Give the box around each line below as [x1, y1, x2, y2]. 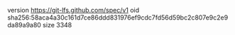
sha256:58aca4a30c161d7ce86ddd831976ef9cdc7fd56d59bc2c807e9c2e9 [7, 13, 229, 22]
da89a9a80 [7, 21, 41, 29]
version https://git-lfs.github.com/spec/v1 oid [7, 6, 140, 14]
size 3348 [42, 21, 72, 29]
